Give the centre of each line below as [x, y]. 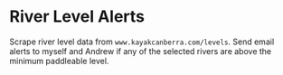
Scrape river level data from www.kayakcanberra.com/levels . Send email [142, 42]
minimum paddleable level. [59, 61]
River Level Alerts [77, 17]
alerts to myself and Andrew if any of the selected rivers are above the [141, 51]
